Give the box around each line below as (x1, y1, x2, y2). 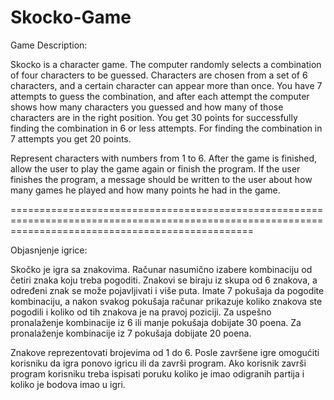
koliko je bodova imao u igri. (10, 378, 126, 390)
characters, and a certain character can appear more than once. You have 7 (10, 79, 323, 91)
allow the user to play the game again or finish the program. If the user (10, 162, 301, 175)
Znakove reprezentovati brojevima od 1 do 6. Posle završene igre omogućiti (10, 346, 320, 358)
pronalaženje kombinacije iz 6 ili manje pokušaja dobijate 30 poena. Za (10, 316, 302, 328)
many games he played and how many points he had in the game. (10, 184, 281, 196)
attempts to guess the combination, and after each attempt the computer (10, 90, 310, 102)
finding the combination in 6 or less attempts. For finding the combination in (10, 122, 323, 134)
